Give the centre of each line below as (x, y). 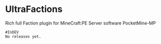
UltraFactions (34, 9)
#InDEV (12, 32)
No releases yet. (23, 36)
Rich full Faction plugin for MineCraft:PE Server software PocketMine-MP (80, 23)
